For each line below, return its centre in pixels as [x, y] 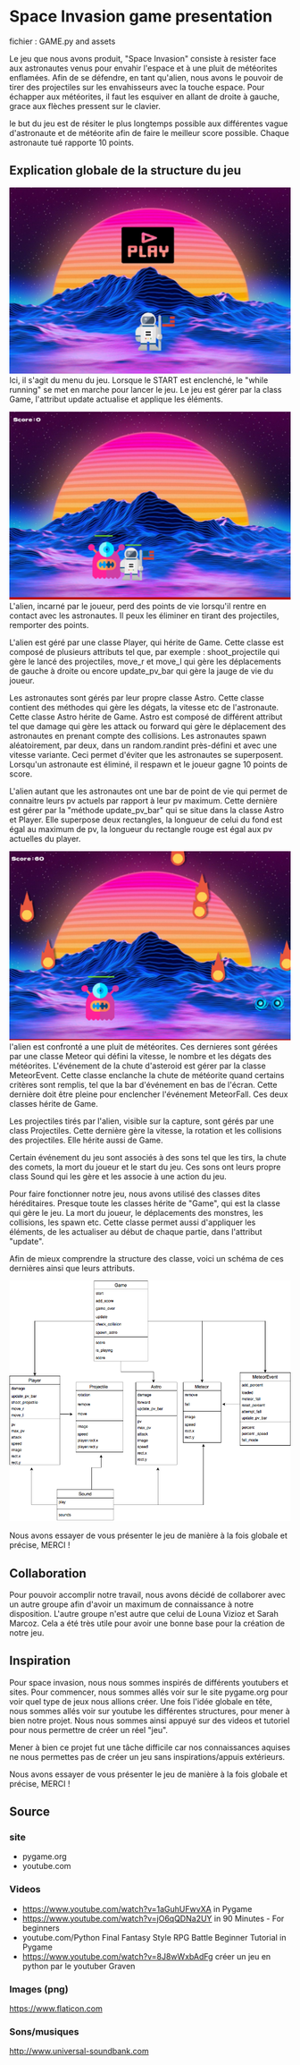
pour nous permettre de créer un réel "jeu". [88, 1729]
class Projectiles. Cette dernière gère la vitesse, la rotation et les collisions [146, 1131]
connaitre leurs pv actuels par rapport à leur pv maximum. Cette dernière [144, 800]
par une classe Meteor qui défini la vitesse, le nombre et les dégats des [141, 1057]
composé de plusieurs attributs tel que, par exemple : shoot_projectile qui [144, 651]
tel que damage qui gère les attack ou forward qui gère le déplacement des [148, 726]
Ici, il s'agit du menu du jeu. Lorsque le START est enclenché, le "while [139, 380]
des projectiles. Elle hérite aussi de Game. [86, 1140]
